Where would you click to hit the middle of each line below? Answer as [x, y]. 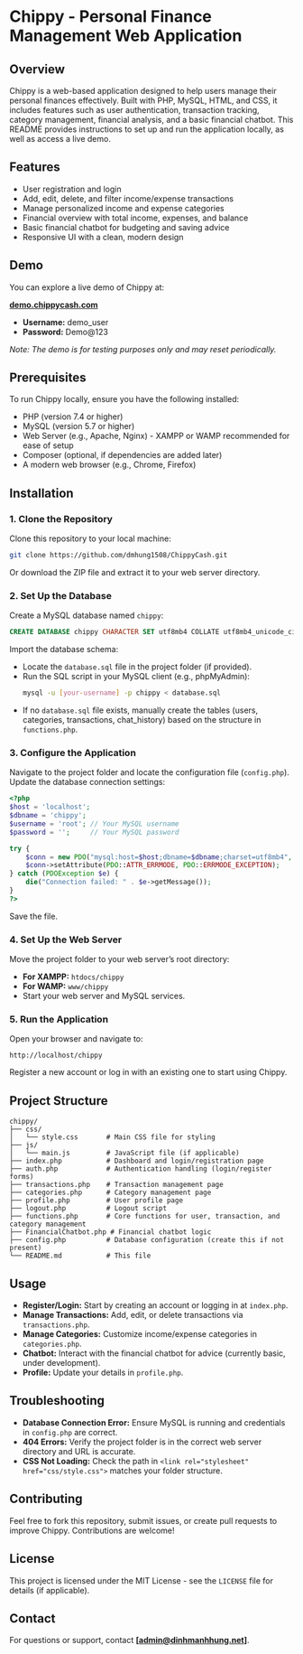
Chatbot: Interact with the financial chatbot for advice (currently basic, [154, 1353]
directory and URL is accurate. [79, 1451]
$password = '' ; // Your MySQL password [94, 832]
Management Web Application [126, 36]
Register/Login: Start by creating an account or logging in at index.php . [155, 1305]
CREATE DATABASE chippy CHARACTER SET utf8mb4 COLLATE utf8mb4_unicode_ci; [155, 632]
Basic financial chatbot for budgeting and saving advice [126, 227]
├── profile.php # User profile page [96, 1201]
